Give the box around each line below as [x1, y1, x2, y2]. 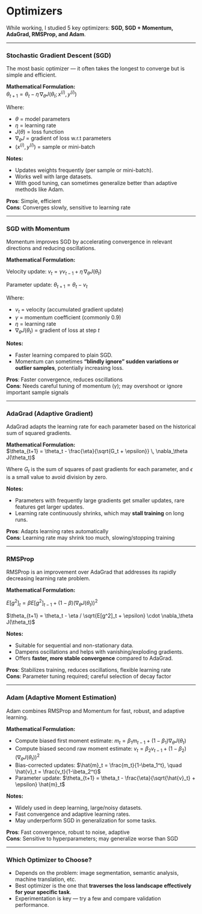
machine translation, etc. [14, 875, 76, 883]
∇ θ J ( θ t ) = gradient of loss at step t [14, 327, 100, 335]
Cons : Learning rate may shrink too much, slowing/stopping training [6, 534, 176, 541]
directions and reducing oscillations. [6, 245, 96, 252]
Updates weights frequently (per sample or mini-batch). [14, 167, 153, 174]
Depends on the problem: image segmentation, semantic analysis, [14, 869, 179, 877]
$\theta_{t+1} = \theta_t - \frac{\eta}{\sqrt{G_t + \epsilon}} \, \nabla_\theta [6, 447, 188, 454]
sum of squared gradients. [6, 429, 72, 436]
